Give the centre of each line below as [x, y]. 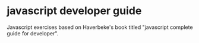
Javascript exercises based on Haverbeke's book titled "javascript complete [100, 27]
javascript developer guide [74, 11]
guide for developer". [33, 33]
